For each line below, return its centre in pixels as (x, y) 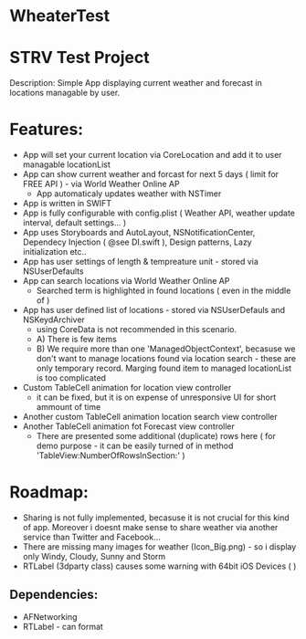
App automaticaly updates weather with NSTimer (129, 194)
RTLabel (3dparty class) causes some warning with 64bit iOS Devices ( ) (159, 566)
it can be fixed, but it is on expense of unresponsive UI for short (156, 397)
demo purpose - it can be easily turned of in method (135, 446)
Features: (47, 130)
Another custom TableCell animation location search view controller (150, 417)
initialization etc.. (54, 252)
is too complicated (71, 378)
